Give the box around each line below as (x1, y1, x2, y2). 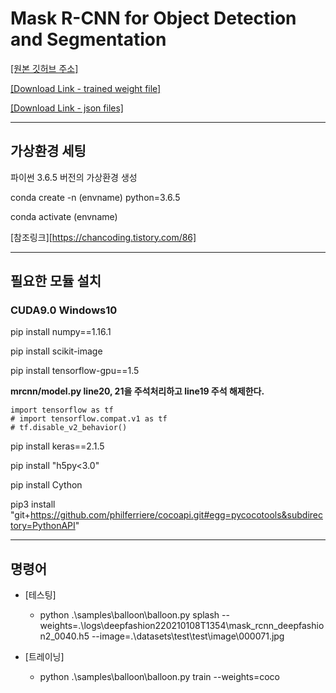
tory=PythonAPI (10, 520, 76, 532)
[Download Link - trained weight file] (10, 82, 162, 94)
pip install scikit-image (10, 345, 103, 357)
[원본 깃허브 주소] (10, 62, 79, 74)
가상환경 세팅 (10, 143, 87, 160)
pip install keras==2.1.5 (10, 440, 105, 452)
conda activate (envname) (10, 210, 118, 222)
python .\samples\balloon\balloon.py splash (39, 609, 220, 621)
